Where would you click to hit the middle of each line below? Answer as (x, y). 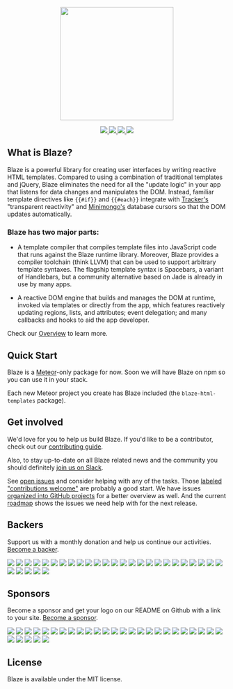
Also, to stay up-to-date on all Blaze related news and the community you (112, 460)
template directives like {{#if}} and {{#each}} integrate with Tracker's (108, 199)
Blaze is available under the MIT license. (65, 679)
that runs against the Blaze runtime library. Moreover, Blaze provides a (118, 255)
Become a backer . (33, 549)
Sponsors (29, 593)
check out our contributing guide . (55, 447)
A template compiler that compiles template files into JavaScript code (117, 247)
